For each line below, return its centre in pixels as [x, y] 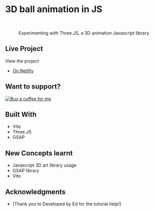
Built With [21, 114]
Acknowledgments [36, 192]
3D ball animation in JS [54, 9]
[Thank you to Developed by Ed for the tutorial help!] [67, 204]
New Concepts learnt [39, 153]
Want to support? [33, 87]
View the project [22, 61]
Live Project [24, 49]
